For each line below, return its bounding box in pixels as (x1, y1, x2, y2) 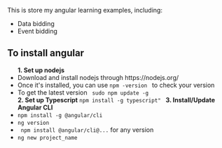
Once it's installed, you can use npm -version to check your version (17, 81, 215, 89)
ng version (17, 119, 50, 126)
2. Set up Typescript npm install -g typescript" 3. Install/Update (17, 95, 216, 104)
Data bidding (17, 20, 55, 27)
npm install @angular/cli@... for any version (20, 126, 154, 134)
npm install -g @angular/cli (17, 112, 103, 119)
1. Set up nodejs (17, 66, 65, 74)
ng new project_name (17, 134, 78, 141)
